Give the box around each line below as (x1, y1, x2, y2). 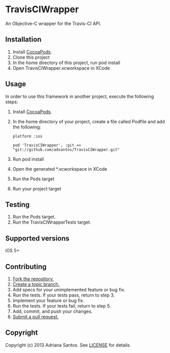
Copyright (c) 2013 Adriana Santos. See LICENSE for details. (5, 342, 131, 348)
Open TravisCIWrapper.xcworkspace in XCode (12, 65, 110, 71)
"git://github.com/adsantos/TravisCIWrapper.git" (12, 147, 120, 152)
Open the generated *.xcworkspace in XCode (12, 166, 108, 172)
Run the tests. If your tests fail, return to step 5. (12, 303, 111, 309)
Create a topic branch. (12, 281, 60, 287)
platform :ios (12, 133, 43, 139)
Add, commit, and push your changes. (12, 308, 93, 314)
